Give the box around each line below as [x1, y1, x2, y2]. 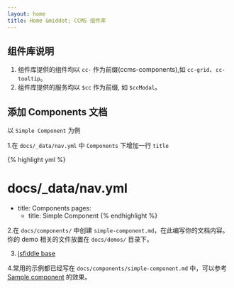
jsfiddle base [17, 250, 55, 258]
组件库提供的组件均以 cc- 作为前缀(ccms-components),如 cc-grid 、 [17, 65, 216, 74]
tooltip [17, 75, 40, 82]
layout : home [7, 10, 46, 18]
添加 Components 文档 [7, 106, 108, 118]
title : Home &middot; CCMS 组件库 [7, 17, 106, 24]
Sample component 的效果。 [7, 273, 91, 282]
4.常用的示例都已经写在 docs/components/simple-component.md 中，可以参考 [7, 264, 228, 272]
